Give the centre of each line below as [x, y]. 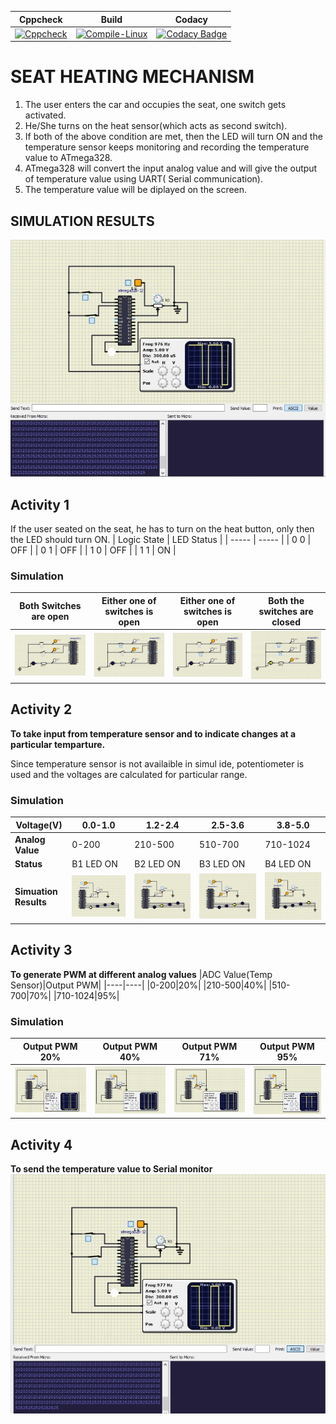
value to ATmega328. [68, 158]
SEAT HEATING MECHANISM [132, 77]
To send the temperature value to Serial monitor [111, 1169]
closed [286, 622]
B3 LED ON [222, 864]
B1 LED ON [94, 864]
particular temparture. [58, 744]
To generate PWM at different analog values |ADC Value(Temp [141, 974]
